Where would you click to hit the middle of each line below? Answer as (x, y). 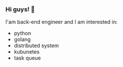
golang (22, 40)
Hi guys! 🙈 (20, 9)
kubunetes (27, 52)
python (22, 33)
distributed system (36, 45)
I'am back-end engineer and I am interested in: (61, 22)
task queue (27, 58)
